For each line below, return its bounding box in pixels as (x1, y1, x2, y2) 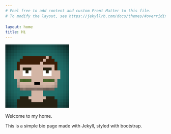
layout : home (5, 24, 33, 29)
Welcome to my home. (5, 113, 52, 119)
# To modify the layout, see (5, 13, 67, 19)
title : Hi (5, 29, 26, 35)
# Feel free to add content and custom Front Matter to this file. (5, 8, 152, 13)
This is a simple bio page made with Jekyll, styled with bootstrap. (5, 123, 142, 129)
